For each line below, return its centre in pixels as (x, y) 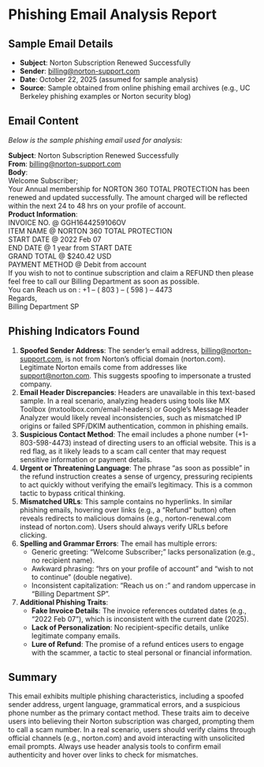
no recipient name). (63, 560)
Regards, (23, 298)
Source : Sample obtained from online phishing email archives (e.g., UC (135, 88)
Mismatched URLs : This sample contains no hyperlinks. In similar (126, 501)
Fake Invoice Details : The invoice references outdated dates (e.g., (139, 611)
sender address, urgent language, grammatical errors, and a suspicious (124, 705)
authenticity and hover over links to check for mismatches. (103, 755)
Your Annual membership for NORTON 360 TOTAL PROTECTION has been (129, 189)
